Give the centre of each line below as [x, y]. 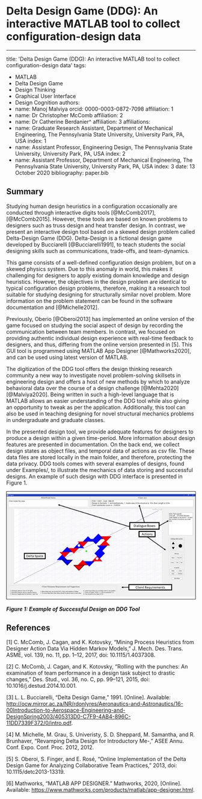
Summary [25, 191]
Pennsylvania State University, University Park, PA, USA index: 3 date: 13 [105, 166]
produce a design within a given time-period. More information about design [101, 438]
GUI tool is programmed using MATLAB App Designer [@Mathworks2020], [99, 351]
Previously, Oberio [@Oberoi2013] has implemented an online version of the [100, 319]
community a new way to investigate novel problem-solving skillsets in [93, 375]
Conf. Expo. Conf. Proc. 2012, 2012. [50, 747]
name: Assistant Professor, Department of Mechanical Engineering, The [104, 160]
